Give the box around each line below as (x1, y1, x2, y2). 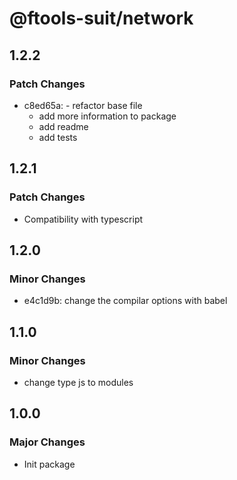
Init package (23, 458, 76, 470)
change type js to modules (23, 376, 134, 388)
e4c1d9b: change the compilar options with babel (23, 295, 228, 307)
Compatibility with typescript (23, 213, 144, 225)
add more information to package (38, 110, 177, 122)
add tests (38, 131, 78, 143)
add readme (38, 120, 89, 132)
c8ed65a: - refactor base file (23, 99, 143, 111)
